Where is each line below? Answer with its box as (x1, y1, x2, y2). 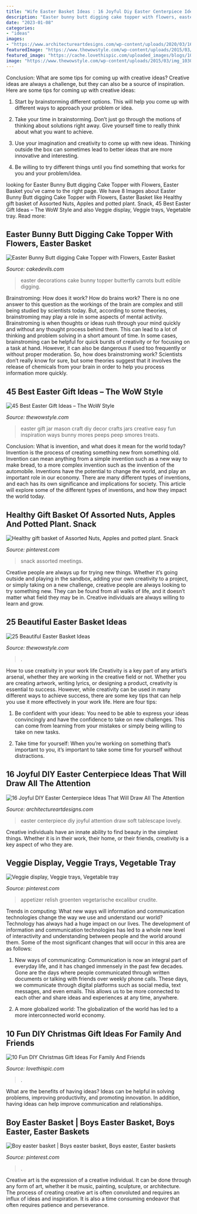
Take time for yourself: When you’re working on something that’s (14, 740, 171, 747)
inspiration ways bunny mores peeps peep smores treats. (20, 431, 159, 438)
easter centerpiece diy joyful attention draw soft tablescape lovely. (20, 817, 182, 824)
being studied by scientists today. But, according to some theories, (6, 307, 168, 314)
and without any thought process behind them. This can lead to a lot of (6, 326, 178, 333)
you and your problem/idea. (14, 169, 82, 177)
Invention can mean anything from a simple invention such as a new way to (6, 455, 188, 463)
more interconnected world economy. (14, 1012, 106, 1019)
